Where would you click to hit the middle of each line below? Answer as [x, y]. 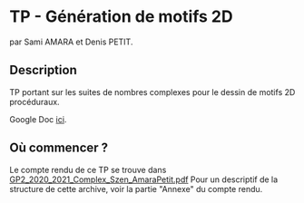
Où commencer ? [59, 148]
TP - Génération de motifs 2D [121, 17]
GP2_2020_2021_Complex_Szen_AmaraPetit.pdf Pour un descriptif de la [144, 179]
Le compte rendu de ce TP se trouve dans [88, 169]
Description [43, 70]
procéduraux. [35, 101]
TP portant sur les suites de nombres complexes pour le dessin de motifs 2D [152, 92]
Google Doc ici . [38, 119]
